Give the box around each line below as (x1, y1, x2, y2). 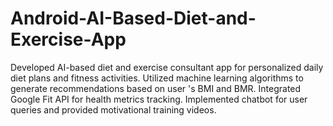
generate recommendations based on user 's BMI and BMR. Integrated (10, 82, 302, 94)
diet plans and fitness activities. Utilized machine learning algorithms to (10, 72, 304, 84)
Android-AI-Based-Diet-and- (10, 7, 257, 30)
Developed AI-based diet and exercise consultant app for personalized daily (10, 61, 324, 73)
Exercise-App (10, 28, 127, 51)
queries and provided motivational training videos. (10, 103, 217, 116)
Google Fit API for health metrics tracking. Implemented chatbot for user (10, 93, 308, 105)
